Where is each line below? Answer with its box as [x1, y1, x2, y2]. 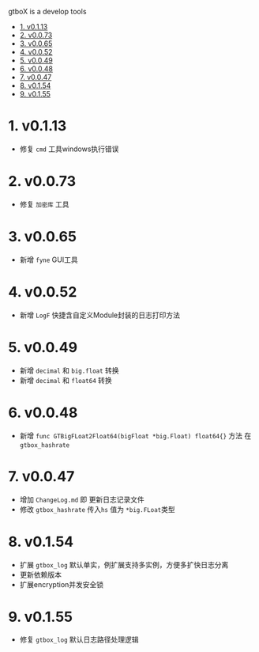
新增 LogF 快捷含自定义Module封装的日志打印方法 [19, 310, 180, 320]
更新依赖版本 [19, 570, 62, 579]
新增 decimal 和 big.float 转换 [19, 366, 120, 375]
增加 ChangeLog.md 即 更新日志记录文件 [19, 495, 145, 504]
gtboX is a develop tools [8, 7, 87, 16]
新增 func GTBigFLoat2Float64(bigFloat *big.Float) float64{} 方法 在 [19, 430, 252, 440]
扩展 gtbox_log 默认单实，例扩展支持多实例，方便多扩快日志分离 [19, 559, 229, 569]
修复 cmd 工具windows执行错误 [19, 144, 119, 154]
